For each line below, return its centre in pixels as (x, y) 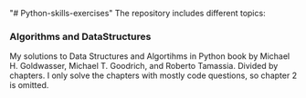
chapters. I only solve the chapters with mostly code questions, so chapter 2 (153, 75)
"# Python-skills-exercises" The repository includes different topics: (138, 13)
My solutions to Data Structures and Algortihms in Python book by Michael (150, 56)
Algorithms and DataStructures (80, 36)
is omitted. (29, 85)
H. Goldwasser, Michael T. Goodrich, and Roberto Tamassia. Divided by (144, 66)
